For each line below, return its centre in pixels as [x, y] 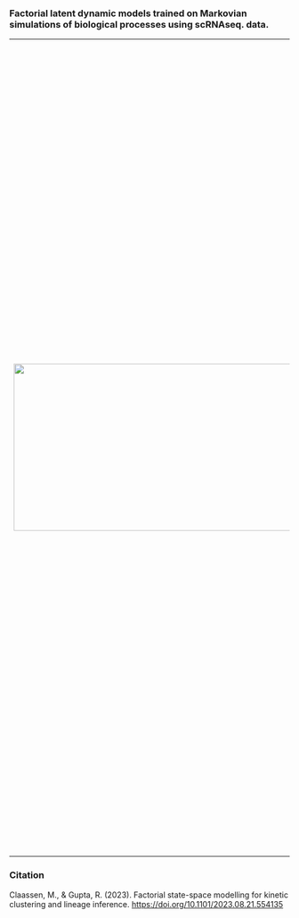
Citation [27, 875]
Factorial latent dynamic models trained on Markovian [128, 13]
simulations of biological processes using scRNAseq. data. [139, 24]
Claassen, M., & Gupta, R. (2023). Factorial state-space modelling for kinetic [149, 895]
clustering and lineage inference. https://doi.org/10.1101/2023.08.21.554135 [146, 904]
